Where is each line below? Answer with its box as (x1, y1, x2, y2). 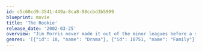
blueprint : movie (6, 14, 50, 20)
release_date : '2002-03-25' (6, 25, 77, 32)
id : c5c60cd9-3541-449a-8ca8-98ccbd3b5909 (6, 8, 114, 15)
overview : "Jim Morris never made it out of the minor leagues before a (6, 31, 192, 37)
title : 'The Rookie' (6, 20, 58, 26)
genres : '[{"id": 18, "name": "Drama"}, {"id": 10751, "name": (6, 36, 168, 42)
